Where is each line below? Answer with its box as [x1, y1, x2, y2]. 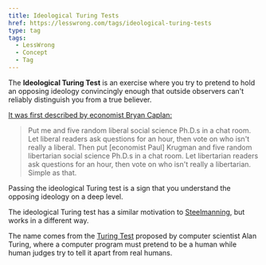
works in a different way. [8, 216, 89, 225]
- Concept [15, 49, 48, 57]
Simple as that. [27, 168, 77, 177]
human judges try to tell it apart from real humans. [8, 247, 173, 257]
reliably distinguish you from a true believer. [8, 95, 152, 104]
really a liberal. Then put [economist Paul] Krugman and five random [27, 142, 252, 152]
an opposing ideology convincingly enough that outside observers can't [8, 86, 244, 95]
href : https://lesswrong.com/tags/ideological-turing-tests [8, 19, 213, 27]
